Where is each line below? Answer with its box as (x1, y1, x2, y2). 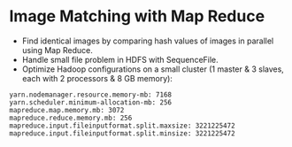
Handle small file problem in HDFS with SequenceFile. (21, 54, 219, 65)
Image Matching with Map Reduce (9, 6, 265, 27)
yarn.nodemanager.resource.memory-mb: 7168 (9, 90, 173, 99)
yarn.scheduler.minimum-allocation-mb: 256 (9, 97, 173, 107)
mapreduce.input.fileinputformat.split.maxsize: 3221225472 (9, 121, 236, 130)
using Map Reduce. (21, 44, 93, 55)
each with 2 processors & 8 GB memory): (21, 73, 173, 83)
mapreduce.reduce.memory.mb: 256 (9, 113, 133, 122)
